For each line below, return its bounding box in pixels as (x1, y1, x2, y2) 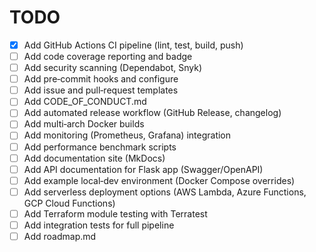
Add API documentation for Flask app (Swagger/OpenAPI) (23, 163, 264, 175)
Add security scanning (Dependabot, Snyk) (23, 62, 203, 74)
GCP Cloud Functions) (23, 197, 116, 209)
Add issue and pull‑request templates (23, 84, 179, 96)
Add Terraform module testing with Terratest (23, 207, 208, 220)
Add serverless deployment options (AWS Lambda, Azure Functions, (23, 186, 307, 198)
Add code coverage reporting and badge (23, 51, 193, 62)
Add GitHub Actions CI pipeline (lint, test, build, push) (23, 39, 244, 51)
